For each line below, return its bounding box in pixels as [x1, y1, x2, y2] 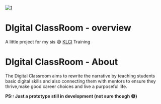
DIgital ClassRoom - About [5, 56, 118, 67]
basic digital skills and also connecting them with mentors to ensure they [5, 78, 156, 84]
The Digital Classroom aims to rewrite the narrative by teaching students [5, 72, 155, 78]
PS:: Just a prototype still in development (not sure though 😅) [5, 93, 137, 99]
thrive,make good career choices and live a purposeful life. [5, 83, 127, 89]
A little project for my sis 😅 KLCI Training [5, 38, 91, 44]
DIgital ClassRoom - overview [5, 22, 132, 33]
